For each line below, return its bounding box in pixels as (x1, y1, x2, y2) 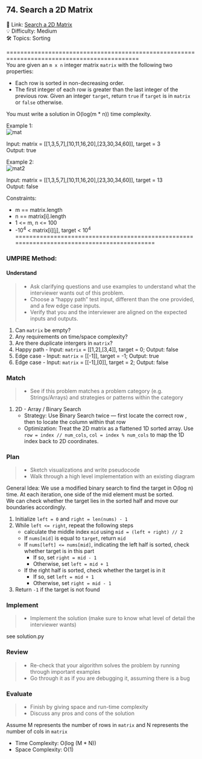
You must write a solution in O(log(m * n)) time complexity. (6, 110, 152, 117)
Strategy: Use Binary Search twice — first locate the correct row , (24, 412, 187, 419)
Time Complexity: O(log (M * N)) (14, 740, 96, 747)
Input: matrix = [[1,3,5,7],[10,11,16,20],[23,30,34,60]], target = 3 (6, 140, 161, 147)
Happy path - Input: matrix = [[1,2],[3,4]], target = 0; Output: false (14, 345, 179, 353)
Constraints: (6, 194, 37, 202)
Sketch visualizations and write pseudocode (30, 466, 140, 473)
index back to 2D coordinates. (24, 437, 99, 444)
